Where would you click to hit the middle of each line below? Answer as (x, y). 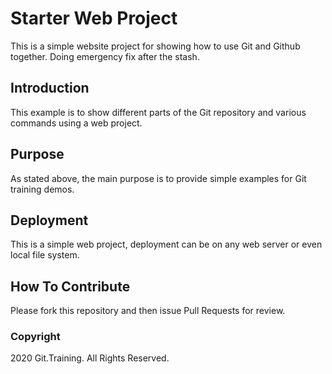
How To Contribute (70, 286)
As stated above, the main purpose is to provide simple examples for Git (158, 178)
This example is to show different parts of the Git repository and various (158, 112)
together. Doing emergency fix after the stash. (105, 56)
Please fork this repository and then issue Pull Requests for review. (148, 311)
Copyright (35, 337)
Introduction (50, 88)
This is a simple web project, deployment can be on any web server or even (166, 244)
